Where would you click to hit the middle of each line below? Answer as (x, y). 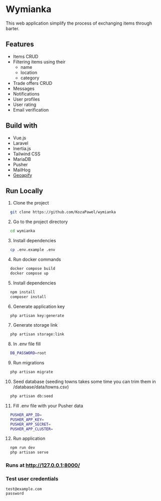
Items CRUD (26, 56)
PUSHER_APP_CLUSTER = (32, 429)
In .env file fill (27, 344)
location (29, 72)
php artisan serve (30, 453)
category (30, 78)
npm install (23, 292)
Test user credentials (32, 478)
